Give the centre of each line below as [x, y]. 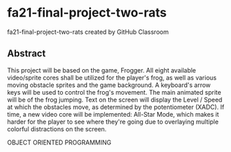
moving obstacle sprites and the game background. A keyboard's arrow [109, 85]
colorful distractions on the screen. [57, 129]
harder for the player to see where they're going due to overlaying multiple [113, 122]
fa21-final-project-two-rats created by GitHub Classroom [88, 32]
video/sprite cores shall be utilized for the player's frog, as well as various [112, 77]
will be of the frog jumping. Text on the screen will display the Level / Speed [115, 99]
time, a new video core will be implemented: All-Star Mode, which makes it [113, 114]
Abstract [27, 54]
